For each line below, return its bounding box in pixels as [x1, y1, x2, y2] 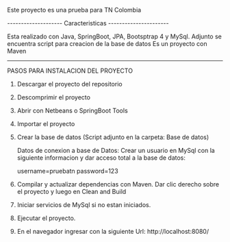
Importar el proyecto [16, 120, 75, 128]
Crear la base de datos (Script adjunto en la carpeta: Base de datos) [16, 133, 209, 141]
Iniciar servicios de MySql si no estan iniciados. [16, 201, 151, 208]
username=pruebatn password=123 [16, 167, 118, 175]
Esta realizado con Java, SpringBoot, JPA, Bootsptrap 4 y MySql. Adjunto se [7, 32, 222, 40]
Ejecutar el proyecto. [16, 214, 76, 222]
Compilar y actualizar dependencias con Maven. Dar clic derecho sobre [16, 180, 220, 188]
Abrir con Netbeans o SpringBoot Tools [16, 106, 128, 114]
